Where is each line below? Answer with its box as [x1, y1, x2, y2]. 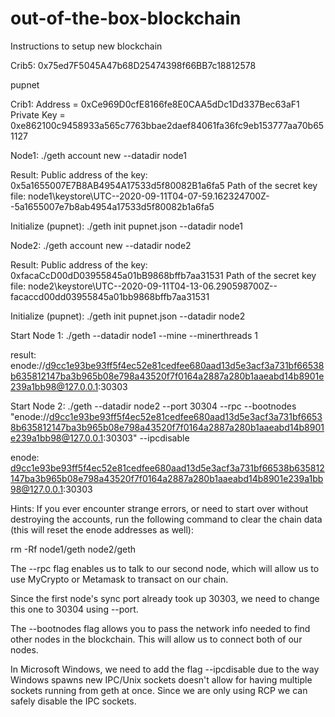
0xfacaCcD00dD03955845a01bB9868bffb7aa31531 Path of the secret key [10, 269, 317, 281]
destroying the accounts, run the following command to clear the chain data [10, 513, 323, 525]
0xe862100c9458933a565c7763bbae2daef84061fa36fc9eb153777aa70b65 [10, 119, 325, 131]
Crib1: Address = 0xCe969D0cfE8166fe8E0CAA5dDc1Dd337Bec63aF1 [10, 98, 300, 110]
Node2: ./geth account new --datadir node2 [10, 239, 192, 251]
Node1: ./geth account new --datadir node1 [10, 149, 188, 161]
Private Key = [10, 108, 66, 121]
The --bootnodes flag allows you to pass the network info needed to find [10, 622, 311, 634]
